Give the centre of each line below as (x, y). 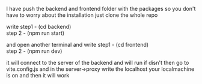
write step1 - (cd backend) (39, 27)
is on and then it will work (38, 75)
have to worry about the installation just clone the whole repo (82, 15)
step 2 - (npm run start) (35, 33)
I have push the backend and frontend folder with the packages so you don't (101, 9)
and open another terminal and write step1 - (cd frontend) (78, 45)
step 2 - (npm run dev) (34, 51)
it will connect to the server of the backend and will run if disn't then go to (98, 63)
